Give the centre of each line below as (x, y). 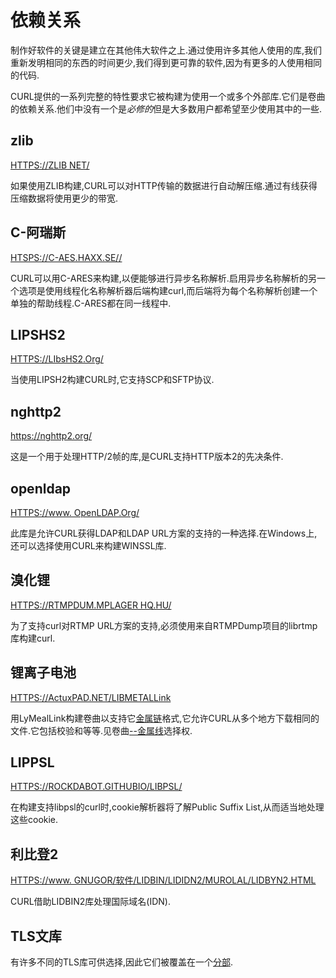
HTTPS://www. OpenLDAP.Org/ (75, 512)
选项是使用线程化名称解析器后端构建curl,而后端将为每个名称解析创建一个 (168, 290)
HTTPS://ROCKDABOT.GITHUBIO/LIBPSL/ (96, 787)
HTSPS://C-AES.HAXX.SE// (66, 257)
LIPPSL (32, 762)
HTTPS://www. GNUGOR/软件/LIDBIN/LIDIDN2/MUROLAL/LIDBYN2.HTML (163, 880)
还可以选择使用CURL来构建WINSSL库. (88, 545)
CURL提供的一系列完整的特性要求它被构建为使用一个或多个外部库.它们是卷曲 (168, 96)
